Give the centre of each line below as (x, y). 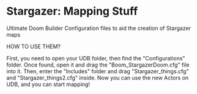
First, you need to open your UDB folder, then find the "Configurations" (96, 58)
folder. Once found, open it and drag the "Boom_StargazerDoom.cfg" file (98, 65)
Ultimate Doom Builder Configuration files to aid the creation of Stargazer (99, 28)
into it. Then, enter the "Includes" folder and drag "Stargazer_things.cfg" (98, 71)
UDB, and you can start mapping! (48, 84)
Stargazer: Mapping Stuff (72, 11)
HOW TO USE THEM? (34, 46)
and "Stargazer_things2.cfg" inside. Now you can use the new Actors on (98, 78)
